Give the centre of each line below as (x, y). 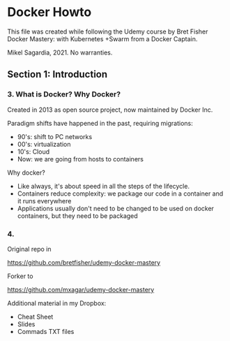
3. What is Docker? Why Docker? (64, 94)
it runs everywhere (44, 201)
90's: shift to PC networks (55, 136)
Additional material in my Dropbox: (57, 303)
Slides (26, 324)
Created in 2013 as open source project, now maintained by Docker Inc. (110, 110)
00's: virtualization (44, 144)
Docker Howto (49, 12)
